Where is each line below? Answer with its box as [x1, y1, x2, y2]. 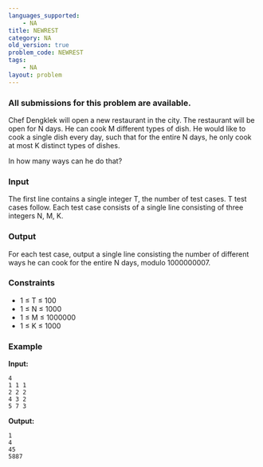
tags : [8, 57, 26, 65]
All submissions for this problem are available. [8, 97, 191, 108]
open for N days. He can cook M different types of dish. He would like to [8, 124, 246, 133]
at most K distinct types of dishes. [8, 140, 120, 150]
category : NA [8, 33, 52, 42]
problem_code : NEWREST [8, 49, 84, 57]
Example [8, 340, 43, 351]
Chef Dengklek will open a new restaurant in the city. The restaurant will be [8, 115, 255, 124]
